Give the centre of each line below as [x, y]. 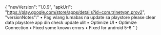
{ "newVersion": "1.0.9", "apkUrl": [39, 7]
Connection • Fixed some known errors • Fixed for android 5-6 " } [71, 28]
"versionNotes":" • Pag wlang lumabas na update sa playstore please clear [80, 17]
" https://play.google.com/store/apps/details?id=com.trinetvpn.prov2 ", [75, 12]
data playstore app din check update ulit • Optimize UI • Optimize [71, 22]
